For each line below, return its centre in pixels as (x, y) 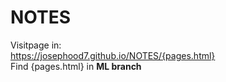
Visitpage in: (36, 45)
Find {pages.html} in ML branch (76, 66)
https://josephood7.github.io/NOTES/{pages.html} (113, 55)
